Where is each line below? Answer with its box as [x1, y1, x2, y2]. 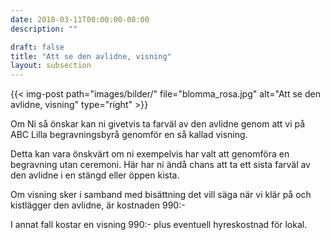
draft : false [10, 42, 65, 52]
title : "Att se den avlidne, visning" [10, 51, 172, 61]
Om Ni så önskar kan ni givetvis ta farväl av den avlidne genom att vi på [10, 118, 306, 130]
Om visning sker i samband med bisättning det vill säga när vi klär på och [10, 189, 312, 201]
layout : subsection [10, 61, 92, 71]
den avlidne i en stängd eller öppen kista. [10, 169, 180, 181]
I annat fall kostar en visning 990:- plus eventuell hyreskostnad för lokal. [10, 219, 308, 231]
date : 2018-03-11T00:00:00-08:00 [10, 14, 150, 25]
